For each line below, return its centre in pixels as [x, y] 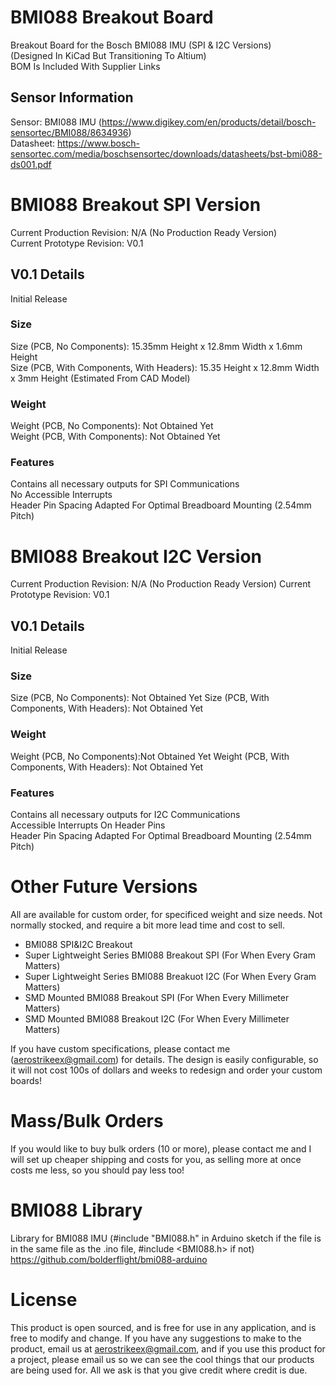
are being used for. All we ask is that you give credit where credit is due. [159, 1370]
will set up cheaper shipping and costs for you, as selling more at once [156, 1159]
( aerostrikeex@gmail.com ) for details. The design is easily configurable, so [164, 1059]
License [44, 1300]
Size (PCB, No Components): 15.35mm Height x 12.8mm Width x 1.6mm [156, 346]
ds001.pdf [31, 164]
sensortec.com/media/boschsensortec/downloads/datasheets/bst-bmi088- [166, 153]
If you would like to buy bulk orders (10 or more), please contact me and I [161, 1148]
